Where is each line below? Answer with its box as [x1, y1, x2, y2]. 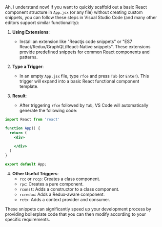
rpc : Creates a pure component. [19, 181, 84, 187]
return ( [9, 130, 27, 135]
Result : [12, 93, 27, 99]
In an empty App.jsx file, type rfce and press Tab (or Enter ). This [19, 73, 149, 79]
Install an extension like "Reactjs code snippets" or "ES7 [19, 39, 133, 44]
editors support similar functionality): [5, 20, 80, 25]
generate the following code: [19, 107, 78, 113]
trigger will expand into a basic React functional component [19, 78, 140, 84]
